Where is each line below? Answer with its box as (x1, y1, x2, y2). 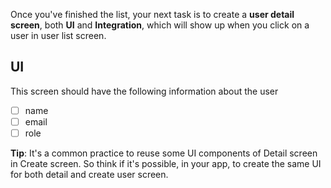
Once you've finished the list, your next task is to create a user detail (10, 9, 295, 20)
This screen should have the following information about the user (10, 85, 279, 97)
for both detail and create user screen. (10, 169, 169, 180)
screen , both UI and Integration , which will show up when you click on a (10, 19, 310, 31)
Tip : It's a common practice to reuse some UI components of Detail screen (10, 147, 318, 159)
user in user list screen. (10, 30, 107, 41)
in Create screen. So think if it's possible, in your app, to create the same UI (10, 158, 322, 169)
